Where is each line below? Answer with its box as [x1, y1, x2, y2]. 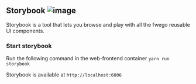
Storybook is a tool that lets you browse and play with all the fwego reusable [6, 21, 190, 28]
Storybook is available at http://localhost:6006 [6, 71, 122, 78]
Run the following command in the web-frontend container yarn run [6, 55, 170, 62]
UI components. [6, 27, 45, 34]
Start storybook [6, 42, 52, 50]
